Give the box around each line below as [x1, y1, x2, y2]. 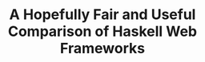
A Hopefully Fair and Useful [9, 6, 196, 24]
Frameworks [59, 40, 146, 57]
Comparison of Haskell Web [7, 22, 198, 41]
